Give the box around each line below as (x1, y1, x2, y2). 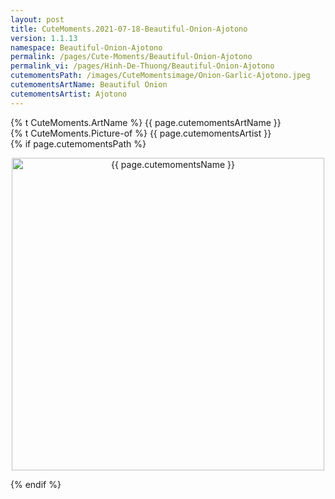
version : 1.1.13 (10, 33, 78, 43)
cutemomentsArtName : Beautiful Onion (10, 80, 168, 90)
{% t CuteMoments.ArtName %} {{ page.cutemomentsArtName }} (10, 116, 282, 128)
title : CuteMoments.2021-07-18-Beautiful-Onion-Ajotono (10, 24, 248, 34)
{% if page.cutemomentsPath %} (10, 137, 147, 150)
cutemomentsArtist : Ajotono (10, 89, 128, 99)
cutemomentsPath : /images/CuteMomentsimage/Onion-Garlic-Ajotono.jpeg (10, 71, 311, 81)
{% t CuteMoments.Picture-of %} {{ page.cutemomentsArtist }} (10, 127, 272, 139)
